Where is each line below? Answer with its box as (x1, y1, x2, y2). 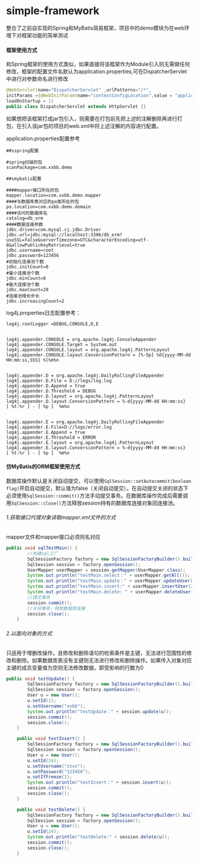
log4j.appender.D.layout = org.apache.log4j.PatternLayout (6, 393, 154, 399)
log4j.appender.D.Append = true (6, 383, 85, 389)
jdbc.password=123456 (6, 252, 60, 258)
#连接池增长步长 (6, 293, 40, 299)
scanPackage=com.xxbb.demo (6, 164, 72, 170)
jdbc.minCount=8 (6, 275, 46, 281)
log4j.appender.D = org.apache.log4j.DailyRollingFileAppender (6, 373, 165, 379)
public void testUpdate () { (6, 676, 75, 682)
